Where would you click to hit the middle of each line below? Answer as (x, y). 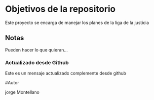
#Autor (12, 83)
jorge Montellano (22, 92)
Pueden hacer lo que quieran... (37, 50)
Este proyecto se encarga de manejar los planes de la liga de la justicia (77, 23)
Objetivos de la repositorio (60, 9)
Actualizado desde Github (37, 62)
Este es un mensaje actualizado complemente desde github (66, 73)
